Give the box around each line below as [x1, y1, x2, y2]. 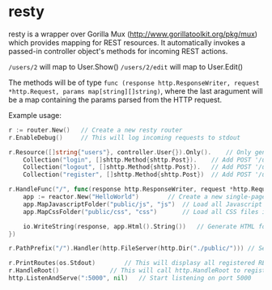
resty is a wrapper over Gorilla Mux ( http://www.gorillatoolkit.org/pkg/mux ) [8, 29, 257, 39]
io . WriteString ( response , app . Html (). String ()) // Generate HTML [23, 222, 255, 230]
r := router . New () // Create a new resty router [8, 126, 183, 134]
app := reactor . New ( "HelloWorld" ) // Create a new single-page [23, 193, 266, 201]
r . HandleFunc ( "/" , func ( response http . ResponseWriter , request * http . [8, 185, 252, 194]
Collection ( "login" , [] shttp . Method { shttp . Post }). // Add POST [23, 156, 252, 164]
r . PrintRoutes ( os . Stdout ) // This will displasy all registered [8, 259, 255, 267]
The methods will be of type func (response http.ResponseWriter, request [8, 78, 260, 87]
